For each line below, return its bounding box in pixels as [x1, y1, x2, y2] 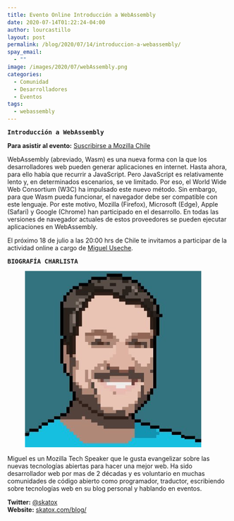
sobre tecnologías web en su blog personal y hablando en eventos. [7, 484, 202, 493]
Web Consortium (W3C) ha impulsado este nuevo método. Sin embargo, [7, 185, 217, 193]
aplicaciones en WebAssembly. [7, 223, 98, 231]
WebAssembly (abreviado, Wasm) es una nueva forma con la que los [7, 155, 207, 164]
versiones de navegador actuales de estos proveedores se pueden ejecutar [7, 215, 227, 223]
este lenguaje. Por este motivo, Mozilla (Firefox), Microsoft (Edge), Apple [7, 200, 218, 208]
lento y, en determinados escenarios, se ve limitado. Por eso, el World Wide [7, 178, 227, 186]
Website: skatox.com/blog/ [7, 505, 87, 514]
